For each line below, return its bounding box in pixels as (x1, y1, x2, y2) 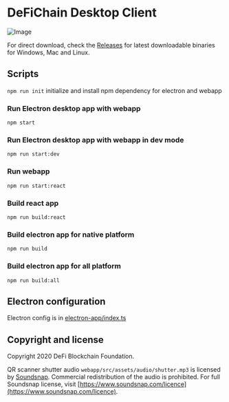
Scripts (7, 68, 39, 80)
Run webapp (7, 167, 50, 176)
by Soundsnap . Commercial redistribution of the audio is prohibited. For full (7, 373, 220, 381)
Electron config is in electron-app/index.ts (7, 314, 127, 322)
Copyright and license (7, 334, 105, 346)
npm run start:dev (7, 151, 60, 158)
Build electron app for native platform (7, 229, 135, 239)
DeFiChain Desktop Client (7, 5, 157, 21)
